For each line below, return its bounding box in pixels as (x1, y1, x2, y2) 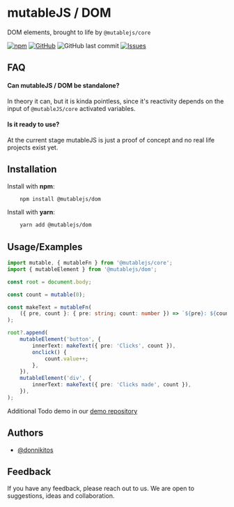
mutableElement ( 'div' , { (19, 375, 92, 382)
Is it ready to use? (7, 120, 60, 128)
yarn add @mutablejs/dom (19, 221, 92, 228)
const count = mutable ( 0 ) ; (7, 291, 86, 298)
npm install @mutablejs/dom (19, 196, 101, 203)
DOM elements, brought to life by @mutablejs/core (7, 28, 151, 36)
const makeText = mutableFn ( (7, 304, 92, 311)
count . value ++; (44, 355, 89, 362)
